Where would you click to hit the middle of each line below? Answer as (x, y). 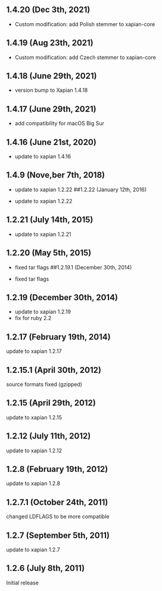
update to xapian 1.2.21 (43, 234)
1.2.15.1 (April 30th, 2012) (54, 370)
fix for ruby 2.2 (33, 318)
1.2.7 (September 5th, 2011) (58, 535)
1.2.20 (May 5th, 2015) (49, 253)
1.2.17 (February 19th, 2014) (59, 337)
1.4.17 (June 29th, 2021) (51, 109)
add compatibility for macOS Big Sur (60, 123)
